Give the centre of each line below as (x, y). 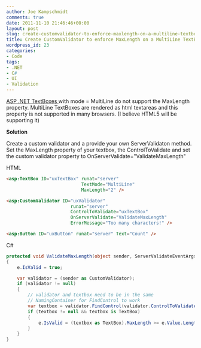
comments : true (25, 17)
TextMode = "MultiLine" (108, 184)
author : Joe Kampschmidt (37, 12)
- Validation (22, 84)
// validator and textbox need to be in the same (91, 295)
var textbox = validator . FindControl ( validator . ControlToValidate (112, 306)
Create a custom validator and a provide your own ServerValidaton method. (99, 143)
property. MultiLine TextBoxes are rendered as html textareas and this (92, 108)
